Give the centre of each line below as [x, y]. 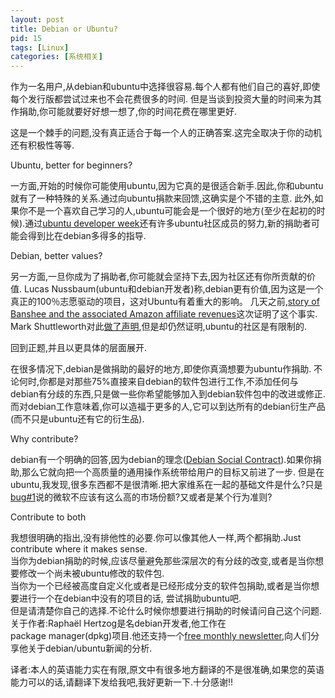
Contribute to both [48, 517]
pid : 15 [26, 38]
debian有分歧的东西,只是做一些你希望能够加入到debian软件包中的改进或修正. [168, 394]
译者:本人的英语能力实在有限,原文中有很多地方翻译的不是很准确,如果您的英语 [167, 670]
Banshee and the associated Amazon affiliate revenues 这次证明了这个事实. [164, 314]
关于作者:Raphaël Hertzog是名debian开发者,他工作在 [118, 623]
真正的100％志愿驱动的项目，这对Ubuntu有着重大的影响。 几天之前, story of [165, 302]
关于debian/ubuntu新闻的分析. [90, 648]
